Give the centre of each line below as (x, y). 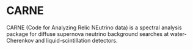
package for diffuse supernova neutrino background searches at (88, 34)
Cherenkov (20, 40)
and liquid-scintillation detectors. (76, 40)
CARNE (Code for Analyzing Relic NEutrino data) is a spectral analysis (94, 27)
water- (179, 34)
